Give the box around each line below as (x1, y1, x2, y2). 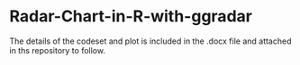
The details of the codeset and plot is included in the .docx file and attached (9, 36, 292, 46)
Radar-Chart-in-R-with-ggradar (9, 6, 252, 27)
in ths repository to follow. (9, 45, 106, 55)
